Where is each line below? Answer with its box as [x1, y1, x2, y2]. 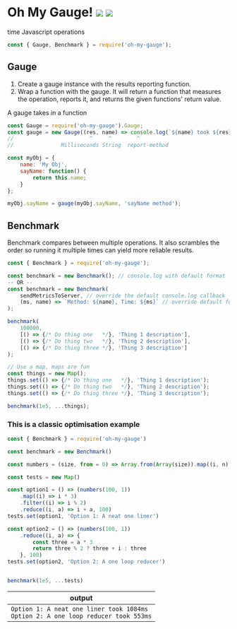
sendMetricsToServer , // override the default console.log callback [20, 292, 226, 299]
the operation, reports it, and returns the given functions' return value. [17, 95, 221, 103]
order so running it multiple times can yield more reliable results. [7, 246, 194, 254]
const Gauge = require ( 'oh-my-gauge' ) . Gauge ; [7, 122, 143, 129]
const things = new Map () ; [7, 370, 87, 377]
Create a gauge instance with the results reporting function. [17, 79, 192, 88]
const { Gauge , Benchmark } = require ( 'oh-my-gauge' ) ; [7, 41, 172, 48]
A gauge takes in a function [7, 108, 87, 117]
